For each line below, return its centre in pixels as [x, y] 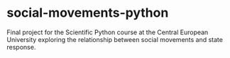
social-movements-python [88, 13]
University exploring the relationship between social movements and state [115, 39]
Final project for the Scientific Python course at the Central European [108, 32]
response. [21, 47]
